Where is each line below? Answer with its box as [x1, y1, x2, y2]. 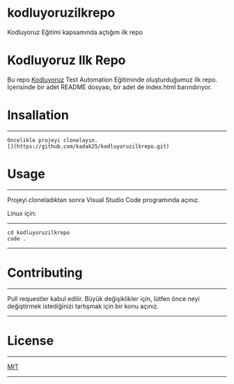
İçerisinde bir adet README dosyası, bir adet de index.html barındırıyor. [7, 82, 212, 91]
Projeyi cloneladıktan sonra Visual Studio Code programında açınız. [7, 195, 200, 203]
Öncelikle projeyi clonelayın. [7, 137, 98, 144]
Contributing [7, 265, 83, 280]
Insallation [7, 107, 70, 123]
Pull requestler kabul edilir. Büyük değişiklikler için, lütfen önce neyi [7, 294, 200, 302]
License [7, 332, 54, 348]
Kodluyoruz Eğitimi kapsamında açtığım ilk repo [7, 28, 143, 36]
